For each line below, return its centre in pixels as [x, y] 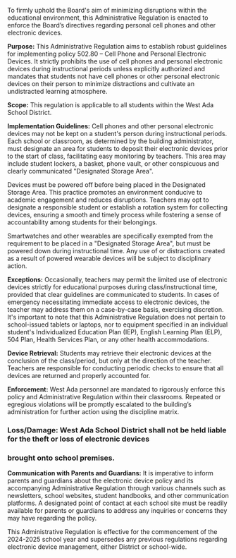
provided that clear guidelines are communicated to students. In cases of [113, 295]
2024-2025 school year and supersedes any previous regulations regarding [117, 540]
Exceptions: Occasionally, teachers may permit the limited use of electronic [117, 279]
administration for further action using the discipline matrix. [93, 412]
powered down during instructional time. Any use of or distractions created [116, 251]
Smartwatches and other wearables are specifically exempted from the [110, 236]
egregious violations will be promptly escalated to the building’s [99, 404]
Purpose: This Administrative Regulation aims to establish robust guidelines [117, 46]
